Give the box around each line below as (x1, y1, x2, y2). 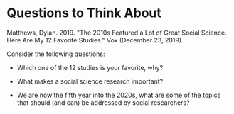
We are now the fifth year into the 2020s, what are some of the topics (16, 91, 221, 99)
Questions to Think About (6, 5, 161, 21)
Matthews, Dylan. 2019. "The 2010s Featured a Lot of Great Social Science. (6, 28, 227, 37)
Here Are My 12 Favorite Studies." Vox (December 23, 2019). (6, 35, 184, 44)
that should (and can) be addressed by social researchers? (16, 98, 190, 107)
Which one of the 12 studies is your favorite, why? (16, 63, 164, 72)
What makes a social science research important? (16, 76, 164, 86)
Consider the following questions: (6, 50, 105, 58)
